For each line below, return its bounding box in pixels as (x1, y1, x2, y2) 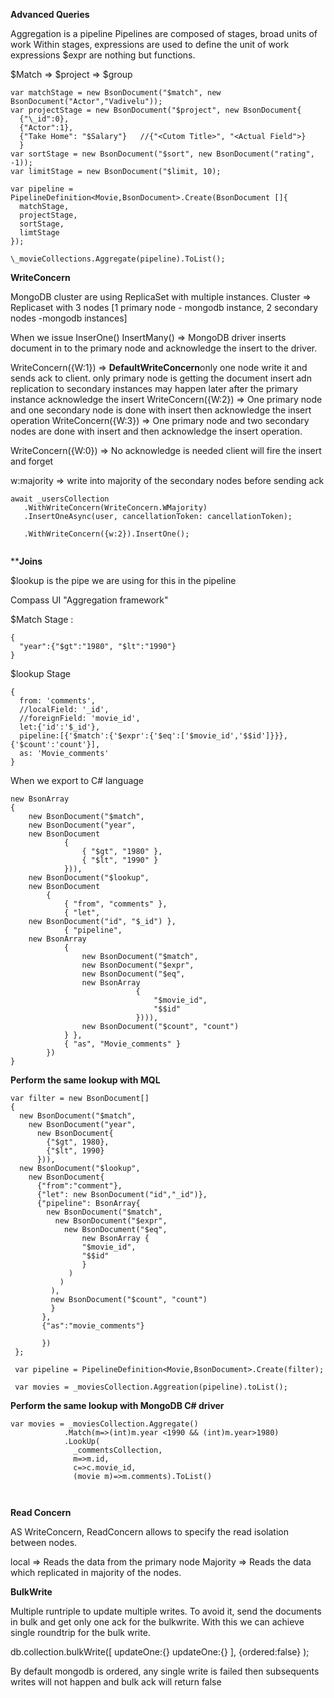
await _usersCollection (10, 494, 110, 504)
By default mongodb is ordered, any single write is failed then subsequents (10, 1665, 320, 1677)
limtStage (19, 228, 60, 238)
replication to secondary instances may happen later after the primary (10, 383, 298, 394)
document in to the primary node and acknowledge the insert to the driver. (10, 342, 318, 354)
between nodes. (10, 1537, 78, 1548)
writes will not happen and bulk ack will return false (10, 1676, 222, 1688)
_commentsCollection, (73, 1445, 163, 1455)
